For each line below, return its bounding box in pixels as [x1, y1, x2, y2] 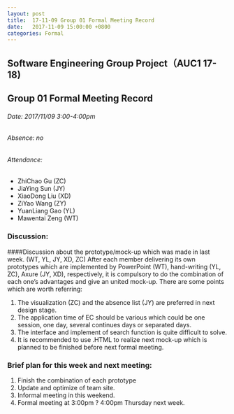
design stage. [17, 306, 57, 314]
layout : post [7, 10, 45, 17]
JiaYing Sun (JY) [17, 185, 66, 193]
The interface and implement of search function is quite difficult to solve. [17, 328, 228, 336]
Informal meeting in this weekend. [17, 391, 115, 399]
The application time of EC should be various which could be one [17, 313, 205, 322]
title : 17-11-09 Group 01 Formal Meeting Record [7, 17, 155, 24]
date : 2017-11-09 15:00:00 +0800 [7, 23, 111, 30]
